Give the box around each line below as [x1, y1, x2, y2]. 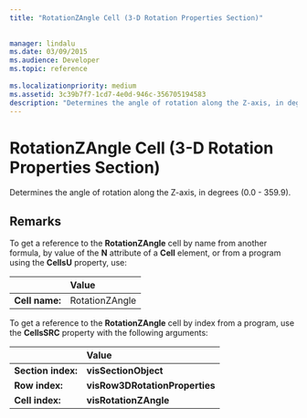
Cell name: [14, 294, 62, 307]
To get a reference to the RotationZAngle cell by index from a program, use [9, 318, 295, 329]
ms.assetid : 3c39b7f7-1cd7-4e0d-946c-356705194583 [9, 89, 206, 99]
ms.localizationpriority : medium [9, 81, 137, 90]
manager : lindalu [9, 38, 76, 48]
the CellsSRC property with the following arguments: [9, 328, 208, 339]
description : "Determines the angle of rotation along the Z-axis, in [9, 98, 284, 108]
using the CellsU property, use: [9, 257, 128, 268]
